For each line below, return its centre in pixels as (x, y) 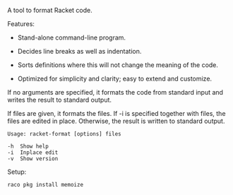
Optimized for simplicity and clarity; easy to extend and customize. (115, 78)
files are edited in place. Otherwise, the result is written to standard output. (116, 121)
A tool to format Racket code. (50, 10)
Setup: (17, 172)
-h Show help (28, 146)
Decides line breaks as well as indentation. (79, 51)
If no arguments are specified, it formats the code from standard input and (115, 92)
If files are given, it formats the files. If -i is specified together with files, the (116, 113)
